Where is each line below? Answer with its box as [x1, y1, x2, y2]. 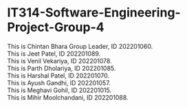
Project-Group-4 [7, 19, 104, 35]
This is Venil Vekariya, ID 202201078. [7, 56, 112, 65]
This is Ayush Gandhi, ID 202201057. [7, 78, 111, 87]
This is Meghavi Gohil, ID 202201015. [7, 86, 112, 94]
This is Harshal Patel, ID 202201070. [7, 71, 110, 80]
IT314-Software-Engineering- [7, 5, 181, 21]
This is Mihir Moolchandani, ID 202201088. [7, 93, 129, 101]
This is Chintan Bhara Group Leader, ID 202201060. [7, 42, 153, 50]
